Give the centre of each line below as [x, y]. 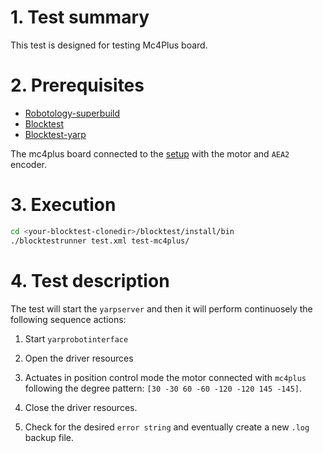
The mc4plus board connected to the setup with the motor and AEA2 [150, 153]
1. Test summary [80, 17]
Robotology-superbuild [72, 113]
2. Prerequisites [77, 85]
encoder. [28, 164]
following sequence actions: [68, 319]
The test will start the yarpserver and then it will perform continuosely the [161, 308]
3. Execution [63, 205]
